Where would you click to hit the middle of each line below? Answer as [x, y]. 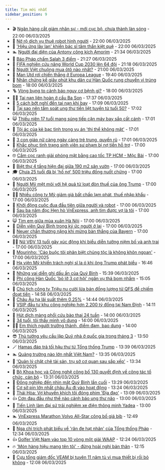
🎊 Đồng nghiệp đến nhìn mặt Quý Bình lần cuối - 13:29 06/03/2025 [80, 382]
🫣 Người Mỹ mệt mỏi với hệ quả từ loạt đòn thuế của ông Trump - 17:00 [84, 184]
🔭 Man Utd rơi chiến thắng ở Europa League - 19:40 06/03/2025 [77, 74]
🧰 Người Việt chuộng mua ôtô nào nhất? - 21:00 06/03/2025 [73, 69]
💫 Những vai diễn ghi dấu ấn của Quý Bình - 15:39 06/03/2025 [76, 273]
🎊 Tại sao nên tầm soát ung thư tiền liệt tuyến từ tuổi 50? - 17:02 [77, 108]
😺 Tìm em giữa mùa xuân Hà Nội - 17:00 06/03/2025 [66, 220]
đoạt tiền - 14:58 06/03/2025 [42, 294]
